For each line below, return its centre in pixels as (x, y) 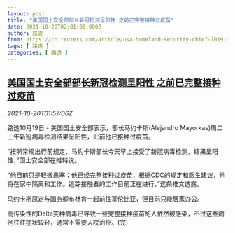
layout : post (26, 14)
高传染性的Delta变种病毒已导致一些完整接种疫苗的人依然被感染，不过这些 (113, 213)
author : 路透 (25, 33)
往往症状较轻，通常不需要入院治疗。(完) (71, 222)
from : (15, 40)
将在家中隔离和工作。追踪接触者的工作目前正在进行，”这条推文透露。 (105, 183)
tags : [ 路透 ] (28, 46)
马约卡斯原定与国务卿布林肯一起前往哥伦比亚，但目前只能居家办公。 (105, 198)
